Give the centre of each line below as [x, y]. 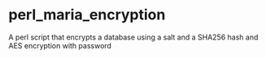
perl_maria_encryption [87, 15]
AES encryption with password [60, 45]
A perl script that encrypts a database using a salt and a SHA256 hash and [133, 37]
